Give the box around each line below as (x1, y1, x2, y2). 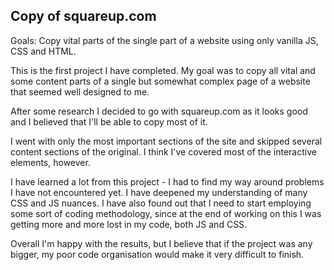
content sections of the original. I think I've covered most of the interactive (10, 145, 317, 158)
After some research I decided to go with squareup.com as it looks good (10, 105, 308, 117)
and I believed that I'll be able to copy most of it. (10, 115, 208, 128)
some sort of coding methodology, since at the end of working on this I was (10, 207, 322, 219)
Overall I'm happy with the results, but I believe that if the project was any (10, 237, 313, 249)
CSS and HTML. (10, 45, 77, 57)
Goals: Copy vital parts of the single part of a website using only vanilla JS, (10, 34, 319, 46)
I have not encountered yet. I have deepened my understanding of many (10, 186, 308, 198)
